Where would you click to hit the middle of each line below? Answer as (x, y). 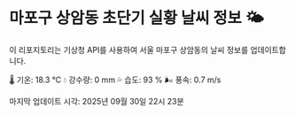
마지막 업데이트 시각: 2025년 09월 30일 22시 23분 (97, 101)
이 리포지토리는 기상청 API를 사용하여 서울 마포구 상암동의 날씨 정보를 (129, 50)
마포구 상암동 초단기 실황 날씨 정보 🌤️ (136, 18)
